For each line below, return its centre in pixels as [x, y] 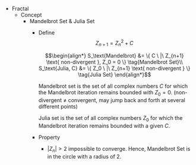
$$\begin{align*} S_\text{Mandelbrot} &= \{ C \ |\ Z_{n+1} [114, 56]
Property [49, 137]
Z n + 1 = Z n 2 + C [114, 43]
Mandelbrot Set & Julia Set [62, 21]
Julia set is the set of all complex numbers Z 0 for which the [110, 119]
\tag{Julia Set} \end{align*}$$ [115, 75]
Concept [31, 15]
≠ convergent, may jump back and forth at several [124, 100]
